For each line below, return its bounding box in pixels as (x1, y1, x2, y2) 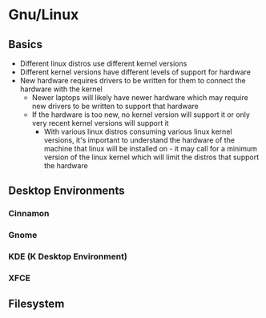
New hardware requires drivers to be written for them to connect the (19, 76, 246, 85)
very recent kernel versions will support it (31, 119, 170, 127)
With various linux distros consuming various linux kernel (43, 127, 232, 136)
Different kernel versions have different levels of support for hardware (19, 67, 251, 77)
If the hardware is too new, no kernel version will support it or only (31, 110, 251, 119)
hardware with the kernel (19, 84, 103, 94)
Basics (8, 38, 42, 51)
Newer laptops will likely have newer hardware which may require (31, 93, 248, 102)
